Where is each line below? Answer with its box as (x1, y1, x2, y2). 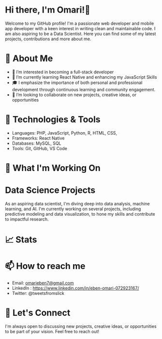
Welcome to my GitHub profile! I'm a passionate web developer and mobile (5, 20, 154, 26)
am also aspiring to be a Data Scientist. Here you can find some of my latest (5, 31, 156, 36)
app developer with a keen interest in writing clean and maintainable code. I (5, 25, 156, 31)
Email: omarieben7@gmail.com (12, 280, 74, 286)
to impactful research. (5, 216, 49, 222)
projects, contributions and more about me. (5, 36, 91, 42)
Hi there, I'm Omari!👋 (5, 4, 90, 16)
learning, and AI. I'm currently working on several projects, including (5, 206, 141, 212)
